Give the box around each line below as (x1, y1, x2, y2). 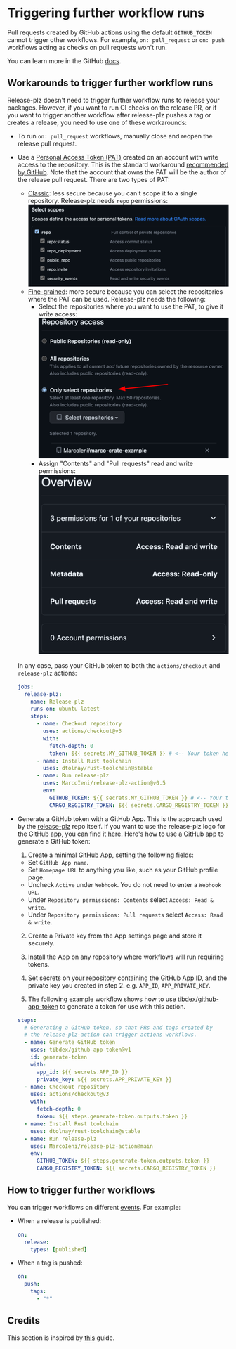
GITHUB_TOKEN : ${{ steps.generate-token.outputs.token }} (36, 1158, 210, 1165)
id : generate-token (30, 1054, 88, 1061)
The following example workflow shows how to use (27, 995, 177, 1003)
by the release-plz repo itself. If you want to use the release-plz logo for (17, 822, 226, 830)
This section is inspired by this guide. (7, 1334, 115, 1342)
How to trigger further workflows (7, 1185, 156, 1196)
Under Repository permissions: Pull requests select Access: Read (27, 910, 223, 919)
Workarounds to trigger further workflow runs (7, 77, 214, 89)
